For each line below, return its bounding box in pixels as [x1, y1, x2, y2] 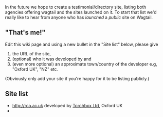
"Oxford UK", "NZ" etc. [12, 66, 58, 72]
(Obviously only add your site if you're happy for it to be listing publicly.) [5, 75, 150, 82]
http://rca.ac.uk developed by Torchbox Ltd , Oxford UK [12, 102, 123, 108]
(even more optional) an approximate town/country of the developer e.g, [12, 61, 157, 67]
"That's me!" [5, 29, 46, 37]
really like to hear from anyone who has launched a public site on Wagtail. [5, 15, 153, 20]
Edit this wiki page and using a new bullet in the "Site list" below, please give [5, 41, 158, 47]
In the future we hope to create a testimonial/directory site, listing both [5, 4, 146, 10]
